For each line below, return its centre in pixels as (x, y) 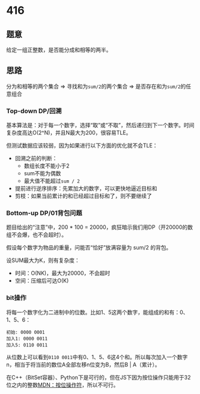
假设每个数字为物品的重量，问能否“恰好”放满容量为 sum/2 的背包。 (89, 248)
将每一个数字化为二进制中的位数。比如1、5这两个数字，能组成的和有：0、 (97, 312)
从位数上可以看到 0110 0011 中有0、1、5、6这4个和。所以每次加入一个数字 (97, 357)
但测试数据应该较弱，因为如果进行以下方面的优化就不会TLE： (82, 146)
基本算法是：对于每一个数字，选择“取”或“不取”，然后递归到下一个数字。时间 (100, 125)
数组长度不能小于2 (47, 166)
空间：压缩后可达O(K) (42, 281)
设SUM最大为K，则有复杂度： (43, 260)
